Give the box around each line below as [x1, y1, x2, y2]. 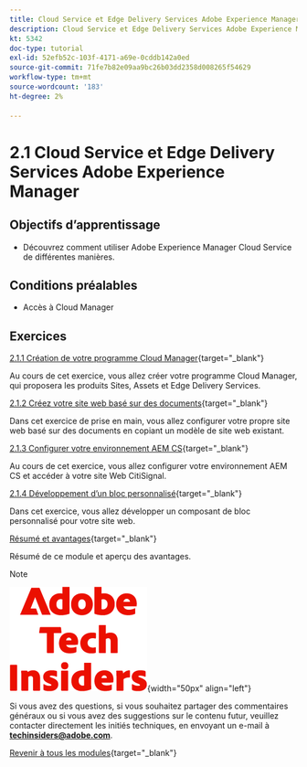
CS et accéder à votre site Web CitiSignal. [9, 471, 167, 482]
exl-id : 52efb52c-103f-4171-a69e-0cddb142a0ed [9, 53, 190, 63]
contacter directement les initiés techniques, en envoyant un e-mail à [9, 720, 270, 731]
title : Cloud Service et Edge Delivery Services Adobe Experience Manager [9, 15, 301, 24]
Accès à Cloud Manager [22, 302, 114, 313]
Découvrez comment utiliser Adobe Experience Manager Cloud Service [22, 241, 292, 252]
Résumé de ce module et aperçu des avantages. [9, 551, 192, 562]
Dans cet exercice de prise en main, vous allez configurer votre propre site [9, 416, 291, 427]
